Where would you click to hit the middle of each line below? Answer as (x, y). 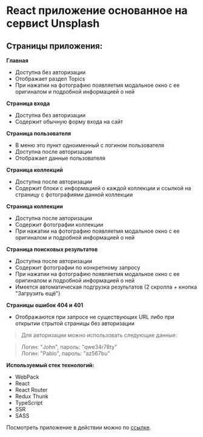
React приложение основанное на (97, 11)
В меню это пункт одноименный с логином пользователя (90, 145)
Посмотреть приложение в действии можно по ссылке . (79, 427)
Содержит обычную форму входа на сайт (69, 122)
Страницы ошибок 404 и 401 (45, 305)
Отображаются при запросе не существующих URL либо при (95, 317)
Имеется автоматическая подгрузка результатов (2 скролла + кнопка (106, 287)
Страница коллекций (35, 170)
